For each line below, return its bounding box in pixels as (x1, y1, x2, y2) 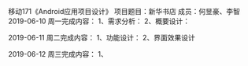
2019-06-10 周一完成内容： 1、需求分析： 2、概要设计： (8, 16, 191, 26)
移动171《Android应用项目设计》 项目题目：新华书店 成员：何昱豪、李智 (8, 7, 241, 16)
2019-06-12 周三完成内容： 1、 (8, 50, 108, 58)
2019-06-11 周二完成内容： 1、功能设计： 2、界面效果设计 (8, 33, 195, 42)
